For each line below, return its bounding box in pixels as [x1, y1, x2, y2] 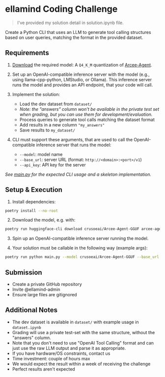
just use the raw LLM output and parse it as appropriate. [12, 345, 126, 351]
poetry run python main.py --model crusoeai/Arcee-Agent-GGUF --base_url [5, 254, 160, 259]
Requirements [5, 49, 49, 57]
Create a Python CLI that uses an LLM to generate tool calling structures [5, 29, 151, 35]
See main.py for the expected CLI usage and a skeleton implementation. [5, 171, 152, 177]
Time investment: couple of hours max [12, 355, 90, 361]
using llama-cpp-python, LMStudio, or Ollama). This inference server [12, 76, 152, 82]
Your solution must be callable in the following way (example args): [12, 245, 148, 251]
